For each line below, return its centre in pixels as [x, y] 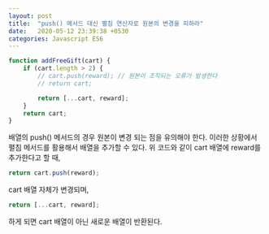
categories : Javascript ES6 [56, 39]
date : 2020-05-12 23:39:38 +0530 [69, 31]
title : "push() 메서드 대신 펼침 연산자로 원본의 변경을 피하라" [106, 24]
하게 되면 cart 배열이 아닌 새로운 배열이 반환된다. [85, 221]
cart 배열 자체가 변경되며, [49, 190]
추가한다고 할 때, [35, 158]
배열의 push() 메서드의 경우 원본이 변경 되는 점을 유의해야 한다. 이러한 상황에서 [133, 137]
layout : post [30, 16]
